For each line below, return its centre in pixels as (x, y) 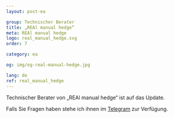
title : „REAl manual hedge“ (40, 27)
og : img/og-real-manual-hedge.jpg (48, 65)
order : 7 (17, 44)
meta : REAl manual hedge (36, 33)
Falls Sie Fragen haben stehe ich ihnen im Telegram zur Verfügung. (87, 109)
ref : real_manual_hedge (35, 81)
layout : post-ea (26, 11)
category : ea (22, 54)
